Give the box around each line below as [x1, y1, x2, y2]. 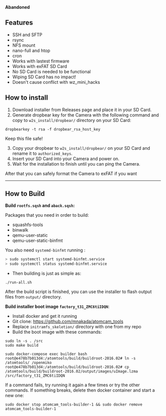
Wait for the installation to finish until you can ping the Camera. [12, 161, 141, 167]
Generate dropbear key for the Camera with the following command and [12, 112, 159, 118]
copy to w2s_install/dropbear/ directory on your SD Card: [12, 117, 131, 123]
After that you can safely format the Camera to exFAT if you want [5, 171, 137, 177]
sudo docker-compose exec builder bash [5, 352, 87, 357]
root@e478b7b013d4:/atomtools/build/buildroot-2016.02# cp [5, 364, 129, 370]
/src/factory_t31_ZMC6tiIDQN [5, 373, 65, 378]
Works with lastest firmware [12, 58, 70, 64]
